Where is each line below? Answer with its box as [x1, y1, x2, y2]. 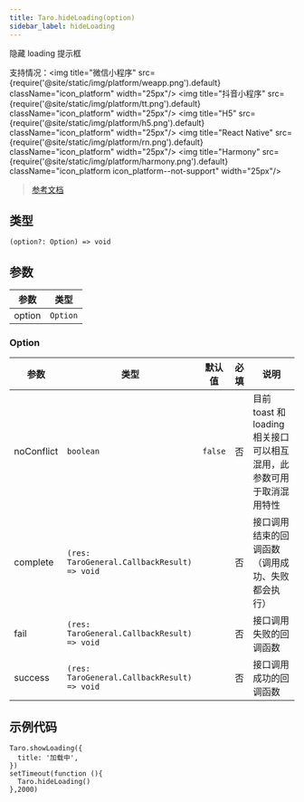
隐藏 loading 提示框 [9, 47, 81, 59]
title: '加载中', [17, 753, 79, 763]
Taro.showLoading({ [9, 744, 83, 753]
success [14, 672, 50, 684]
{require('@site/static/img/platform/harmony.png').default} [9, 156, 229, 167]
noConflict [14, 445, 59, 458]
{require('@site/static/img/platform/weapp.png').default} [9, 77, 222, 88]
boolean [66, 446, 100, 457]
